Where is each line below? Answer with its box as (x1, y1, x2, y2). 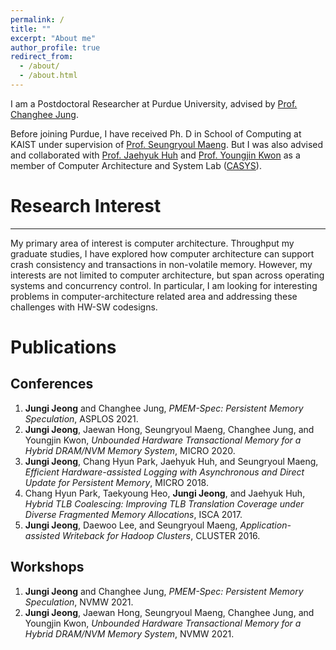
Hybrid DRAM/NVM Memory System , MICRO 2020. (24, 444, 236, 456)
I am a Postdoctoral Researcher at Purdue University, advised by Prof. (10, 97, 298, 110)
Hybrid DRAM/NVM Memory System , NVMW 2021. (24, 627, 235, 640)
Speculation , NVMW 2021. (24, 596, 134, 608)
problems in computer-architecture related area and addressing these (10, 290, 298, 302)
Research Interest (10, 195, 162, 218)
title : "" (10, 24, 52, 34)
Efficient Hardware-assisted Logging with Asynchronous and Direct (24, 466, 305, 478)
